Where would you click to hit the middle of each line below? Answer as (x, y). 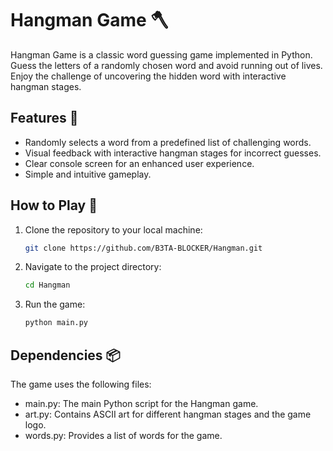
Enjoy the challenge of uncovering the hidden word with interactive (148, 76)
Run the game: (55, 304)
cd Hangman (47, 285)
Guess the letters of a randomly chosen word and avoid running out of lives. (166, 65)
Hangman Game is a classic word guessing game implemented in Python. (161, 54)
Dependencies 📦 (65, 355)
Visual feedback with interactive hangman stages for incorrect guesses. (173, 153)
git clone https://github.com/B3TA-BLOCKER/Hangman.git (143, 248)
